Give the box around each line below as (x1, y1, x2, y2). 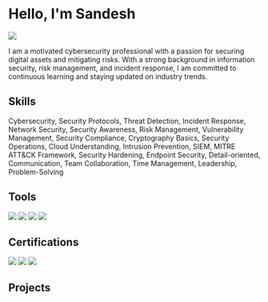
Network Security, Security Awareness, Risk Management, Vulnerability (8, 125, 244, 134)
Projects (8, 280, 51, 294)
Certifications (8, 235, 79, 248)
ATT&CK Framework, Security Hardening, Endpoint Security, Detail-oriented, (8, 149, 261, 160)
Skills (8, 95, 36, 109)
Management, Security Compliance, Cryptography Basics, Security (8, 133, 230, 142)
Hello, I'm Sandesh (8, 5, 136, 23)
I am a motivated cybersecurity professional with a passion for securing (8, 46, 245, 56)
